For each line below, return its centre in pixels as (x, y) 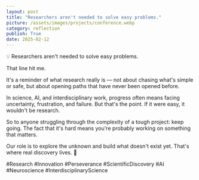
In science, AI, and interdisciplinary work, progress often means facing (93, 98)
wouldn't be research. (33, 110)
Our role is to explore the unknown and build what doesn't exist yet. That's (98, 146)
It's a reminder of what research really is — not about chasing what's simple (100, 80)
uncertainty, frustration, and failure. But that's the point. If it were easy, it (96, 104)
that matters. (22, 134)
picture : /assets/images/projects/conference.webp (71, 23)
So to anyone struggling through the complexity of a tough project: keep (95, 122)
